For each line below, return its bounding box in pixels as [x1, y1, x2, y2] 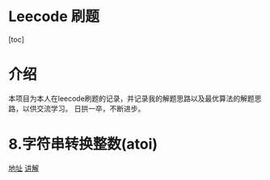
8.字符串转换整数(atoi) [8, 135, 158, 153]
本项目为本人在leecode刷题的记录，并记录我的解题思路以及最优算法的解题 [8, 94, 255, 103]
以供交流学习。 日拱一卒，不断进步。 [22, 103, 146, 113]
